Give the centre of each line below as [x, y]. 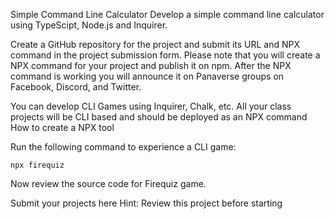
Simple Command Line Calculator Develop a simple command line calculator [167, 14]
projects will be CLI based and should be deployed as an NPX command [159, 117]
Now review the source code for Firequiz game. [108, 183]
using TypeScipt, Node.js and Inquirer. [89, 25]
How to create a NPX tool [62, 127]
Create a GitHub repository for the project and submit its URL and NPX [155, 44]
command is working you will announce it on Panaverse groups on [147, 76]
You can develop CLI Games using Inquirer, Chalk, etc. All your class [151, 106]
